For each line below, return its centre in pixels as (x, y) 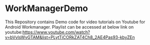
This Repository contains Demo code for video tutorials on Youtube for (75, 22)
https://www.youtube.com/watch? (56, 32)
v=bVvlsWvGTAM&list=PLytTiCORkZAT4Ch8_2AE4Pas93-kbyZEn (70, 37)
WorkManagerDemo (47, 8)
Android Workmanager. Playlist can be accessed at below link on (69, 27)
